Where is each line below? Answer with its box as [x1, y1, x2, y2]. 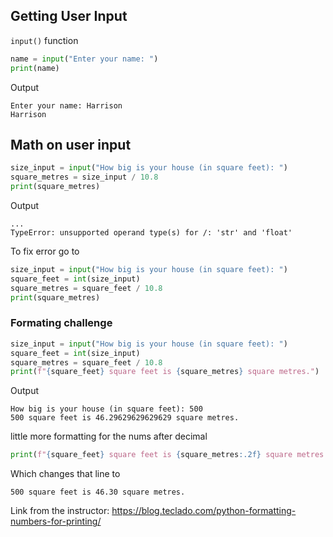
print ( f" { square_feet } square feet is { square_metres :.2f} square [10, 450, 293, 460]
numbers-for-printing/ [10, 515, 102, 528]
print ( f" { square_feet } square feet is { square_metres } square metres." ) [10, 367, 320, 377]
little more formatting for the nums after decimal [10, 430, 208, 443]
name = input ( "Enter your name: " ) [10, 54, 159, 64]
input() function [10, 34, 79, 46]
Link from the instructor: [10, 505, 110, 517]
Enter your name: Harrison [10, 100, 123, 111]
